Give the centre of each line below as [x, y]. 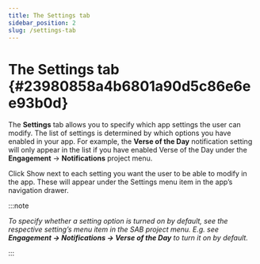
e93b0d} [38, 103]
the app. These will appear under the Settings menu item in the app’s [120, 182]
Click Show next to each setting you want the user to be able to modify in [128, 174]
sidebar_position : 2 [42, 23]
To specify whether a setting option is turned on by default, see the [118, 221]
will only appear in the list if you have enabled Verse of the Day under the [128, 150]
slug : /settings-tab [42, 30]
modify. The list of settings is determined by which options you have [120, 133]
